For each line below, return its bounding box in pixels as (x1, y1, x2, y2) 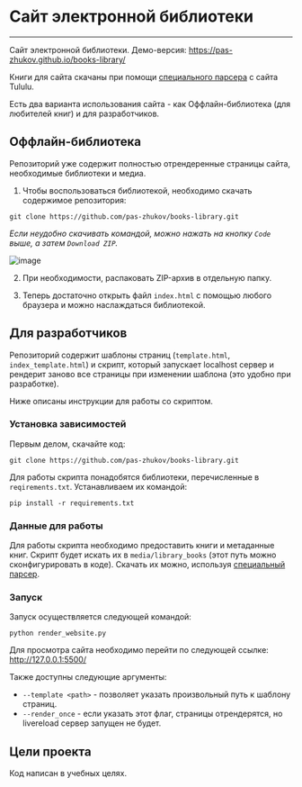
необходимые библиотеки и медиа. (9, 167, 147, 178)
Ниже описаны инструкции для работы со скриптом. (9, 395, 214, 406)
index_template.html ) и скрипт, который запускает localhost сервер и (9, 358, 274, 370)
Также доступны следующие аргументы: (9, 672, 167, 683)
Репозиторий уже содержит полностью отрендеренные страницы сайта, (9, 158, 290, 168)
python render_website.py (9, 629, 106, 638)
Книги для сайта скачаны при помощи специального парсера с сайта (9, 71, 279, 82)
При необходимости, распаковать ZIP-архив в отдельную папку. (22, 272, 272, 283)
